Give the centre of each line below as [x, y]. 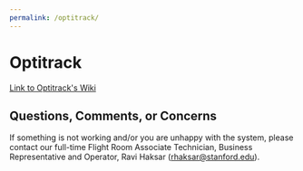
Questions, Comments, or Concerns [113, 115]
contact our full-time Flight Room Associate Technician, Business [131, 147]
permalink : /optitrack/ [54, 18]
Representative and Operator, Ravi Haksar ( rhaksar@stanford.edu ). [135, 157]
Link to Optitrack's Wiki [53, 88]
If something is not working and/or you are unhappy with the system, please [151, 138]
